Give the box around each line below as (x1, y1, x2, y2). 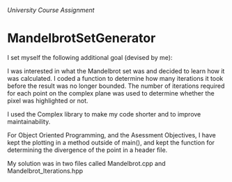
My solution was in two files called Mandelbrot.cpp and (7, 159, 166, 167)
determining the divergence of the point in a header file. (7, 146, 168, 154)
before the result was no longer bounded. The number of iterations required (7, 82, 225, 90)
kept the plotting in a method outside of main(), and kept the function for (7, 138, 215, 146)
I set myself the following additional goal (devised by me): (7, 53, 173, 61)
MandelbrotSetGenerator (7, 31, 156, 46)
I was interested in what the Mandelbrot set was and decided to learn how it (7, 66, 225, 75)
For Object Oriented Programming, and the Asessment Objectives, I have (7, 130, 216, 139)
